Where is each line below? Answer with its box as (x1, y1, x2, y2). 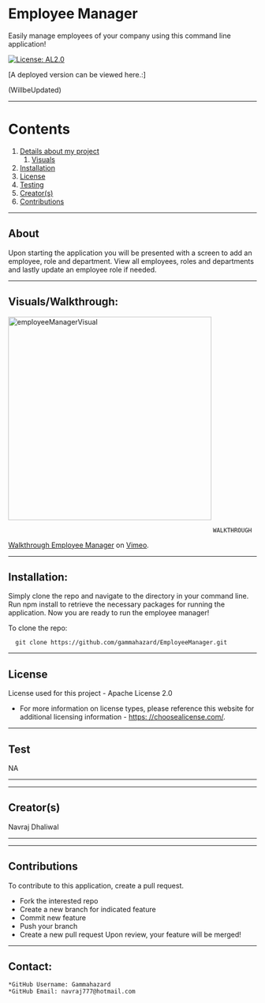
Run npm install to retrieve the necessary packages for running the (8, 599, 226, 609)
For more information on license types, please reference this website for (19, 704, 255, 713)
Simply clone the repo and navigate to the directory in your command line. (8, 592, 249, 601)
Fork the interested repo (19, 896, 99, 905)
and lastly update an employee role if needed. (8, 265, 157, 274)
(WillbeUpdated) (8, 85, 62, 95)
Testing (19, 179, 45, 190)
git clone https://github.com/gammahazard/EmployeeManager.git (15, 639, 227, 647)
